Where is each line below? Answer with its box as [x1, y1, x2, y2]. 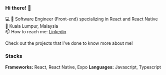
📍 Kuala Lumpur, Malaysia [5, 23, 58, 29]
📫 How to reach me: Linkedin [5, 29, 66, 35]
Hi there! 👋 [5, 4, 31, 11]
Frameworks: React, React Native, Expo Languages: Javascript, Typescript [5, 64, 161, 70]
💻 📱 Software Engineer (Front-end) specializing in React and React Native [5, 16, 158, 22]
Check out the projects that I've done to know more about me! [5, 40, 133, 46]
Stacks [5, 53, 22, 60]
